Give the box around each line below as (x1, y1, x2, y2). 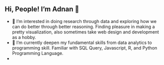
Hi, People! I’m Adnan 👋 (5, 5, 79, 13)
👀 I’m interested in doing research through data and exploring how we (12, 18, 157, 24)
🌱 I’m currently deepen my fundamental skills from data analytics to (12, 39, 152, 45)
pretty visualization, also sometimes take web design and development (12, 28, 159, 35)
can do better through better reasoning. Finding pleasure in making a (12, 23, 155, 29)
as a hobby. (12, 34, 36, 40)
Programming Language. (12, 50, 64, 56)
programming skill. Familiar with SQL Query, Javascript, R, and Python (12, 44, 157, 50)
